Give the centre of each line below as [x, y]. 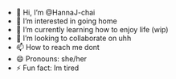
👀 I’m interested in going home [67, 21]
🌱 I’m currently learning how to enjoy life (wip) [92, 29]
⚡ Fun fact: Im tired [47, 68]
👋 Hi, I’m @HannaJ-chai [55, 12]
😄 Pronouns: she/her [51, 59]
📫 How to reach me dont [58, 47]
